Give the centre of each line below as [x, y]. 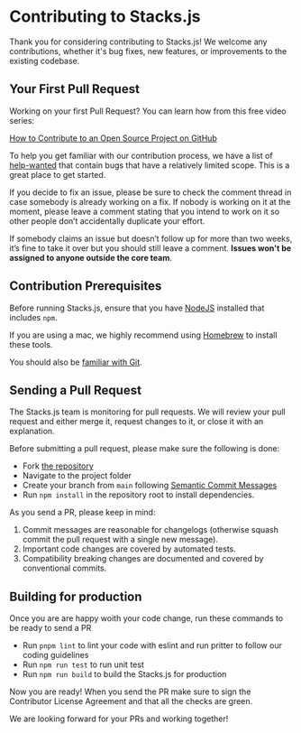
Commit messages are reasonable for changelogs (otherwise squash [150, 530]
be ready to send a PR [50, 628]
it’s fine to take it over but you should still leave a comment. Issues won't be [150, 248]
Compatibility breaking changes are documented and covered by [143, 559]
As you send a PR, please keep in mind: [82, 513]
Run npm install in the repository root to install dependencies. [138, 495]
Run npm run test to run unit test [83, 664]
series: [22, 120]
